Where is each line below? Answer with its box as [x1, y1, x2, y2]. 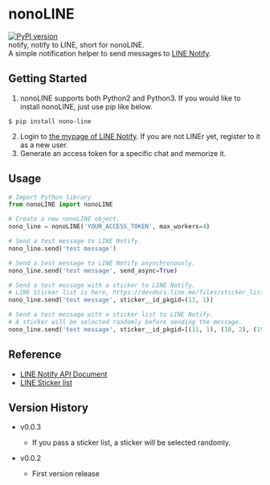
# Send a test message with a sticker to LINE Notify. [8, 281, 196, 290]
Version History [8, 401, 88, 415]
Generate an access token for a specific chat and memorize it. [19, 148, 227, 158]
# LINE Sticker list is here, [8, 289, 110, 297]
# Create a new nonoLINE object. [8, 215, 121, 224]
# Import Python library [8, 193, 92, 201]
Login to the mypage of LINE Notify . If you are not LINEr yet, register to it [19, 131, 261, 141]
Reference [8, 347, 62, 362]
